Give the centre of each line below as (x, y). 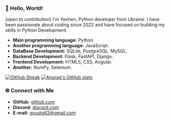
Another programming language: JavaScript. (61, 46)
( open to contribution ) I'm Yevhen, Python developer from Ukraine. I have (82, 19)
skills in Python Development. (37, 30)
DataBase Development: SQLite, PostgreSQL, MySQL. (70, 51)
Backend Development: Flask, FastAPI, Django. (63, 56)
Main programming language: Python (53, 40)
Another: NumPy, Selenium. (42, 67)
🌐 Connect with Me (30, 91)
